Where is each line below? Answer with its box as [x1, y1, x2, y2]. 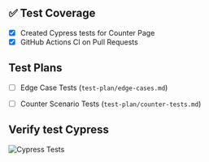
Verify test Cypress [8, 123, 110, 137]
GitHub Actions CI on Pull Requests [20, 36, 138, 47]
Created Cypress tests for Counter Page [20, 28, 155, 37]
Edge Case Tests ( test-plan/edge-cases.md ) [20, 83, 168, 92]
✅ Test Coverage [8, 6, 96, 20]
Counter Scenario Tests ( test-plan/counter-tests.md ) [20, 99, 202, 109]
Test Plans [8, 61, 63, 75]
